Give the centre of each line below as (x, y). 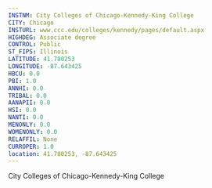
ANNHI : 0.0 (26, 88)
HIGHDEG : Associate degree (52, 37)
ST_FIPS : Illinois (38, 52)
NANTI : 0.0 (26, 117)
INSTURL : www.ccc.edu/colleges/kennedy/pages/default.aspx (106, 30)
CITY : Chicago (31, 23)
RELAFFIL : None (33, 139)
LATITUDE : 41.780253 (42, 60)
